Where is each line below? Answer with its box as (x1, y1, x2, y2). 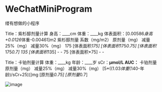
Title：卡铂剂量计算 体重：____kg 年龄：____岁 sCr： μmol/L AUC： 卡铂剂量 (5, 59, 157, 65)
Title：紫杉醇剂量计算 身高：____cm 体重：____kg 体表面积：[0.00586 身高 (5, 30, 153, 36)
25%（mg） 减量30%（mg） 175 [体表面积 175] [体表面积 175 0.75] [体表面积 (5, 43, 157, 48)
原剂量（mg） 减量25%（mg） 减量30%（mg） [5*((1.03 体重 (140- (5, 65, 140, 71)
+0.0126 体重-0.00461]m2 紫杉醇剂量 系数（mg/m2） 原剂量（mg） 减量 (5, 37, 151, 43)
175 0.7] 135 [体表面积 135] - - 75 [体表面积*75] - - (5, 49, 104, 55)
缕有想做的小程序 (5, 20, 40, 26)
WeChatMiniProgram (5, 3, 93, 15)
